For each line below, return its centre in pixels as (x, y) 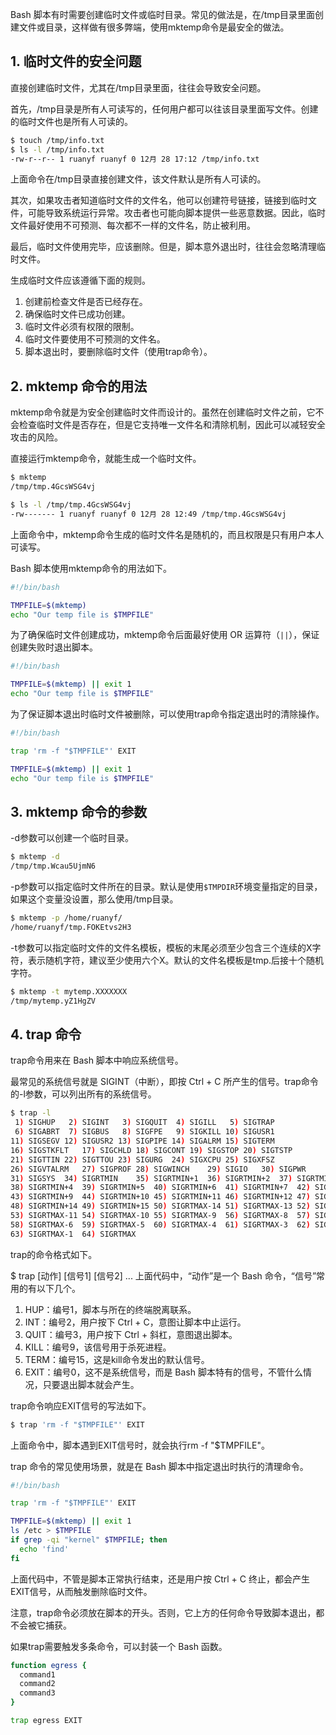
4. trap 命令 (46, 1034)
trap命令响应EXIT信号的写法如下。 (81, 1405)
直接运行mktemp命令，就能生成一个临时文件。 (106, 459)
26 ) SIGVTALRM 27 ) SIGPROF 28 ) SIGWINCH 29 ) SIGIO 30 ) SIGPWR (158, 1169)
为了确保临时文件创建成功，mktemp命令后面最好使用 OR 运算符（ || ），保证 (165, 635)
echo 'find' (44, 1549)
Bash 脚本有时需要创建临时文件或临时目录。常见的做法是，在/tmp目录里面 (163, 14)
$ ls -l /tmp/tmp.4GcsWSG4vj (71, 505)
